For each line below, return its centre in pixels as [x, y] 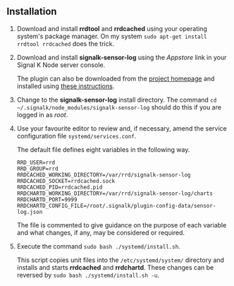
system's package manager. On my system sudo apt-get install [112, 36]
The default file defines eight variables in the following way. [103, 149]
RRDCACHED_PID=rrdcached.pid [60, 187]
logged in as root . [42, 114]
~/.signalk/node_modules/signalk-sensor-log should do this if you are [119, 107]
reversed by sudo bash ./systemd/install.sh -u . [88, 275]
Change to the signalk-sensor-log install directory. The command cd [117, 100]
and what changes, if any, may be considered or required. [100, 232]
